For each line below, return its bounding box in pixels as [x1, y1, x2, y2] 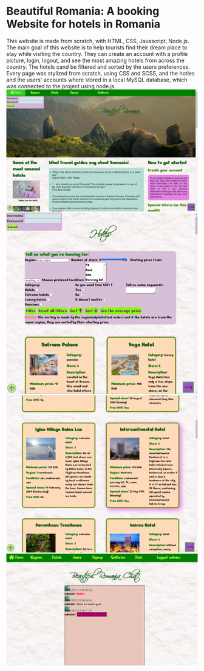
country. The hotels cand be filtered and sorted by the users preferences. [6, 63, 190, 71]
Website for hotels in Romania [6, 17, 161, 31]
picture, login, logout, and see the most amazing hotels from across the [6, 57, 185, 64]
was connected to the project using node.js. [6, 82, 117, 89]
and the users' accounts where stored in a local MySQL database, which [6, 76, 188, 83]
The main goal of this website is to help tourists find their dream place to [6, 44, 188, 51]
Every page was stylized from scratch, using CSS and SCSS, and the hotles [6, 69, 195, 77]
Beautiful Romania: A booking [6, 4, 160, 18]
